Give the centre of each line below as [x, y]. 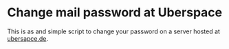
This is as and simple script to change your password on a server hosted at [113, 31]
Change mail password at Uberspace [115, 13]
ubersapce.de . [28, 38]
